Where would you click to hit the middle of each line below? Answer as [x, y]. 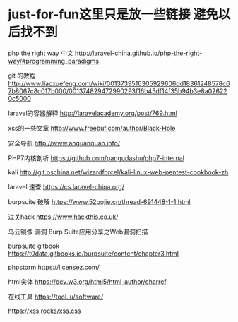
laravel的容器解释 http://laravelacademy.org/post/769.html [93, 113]
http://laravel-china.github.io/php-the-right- [138, 53]
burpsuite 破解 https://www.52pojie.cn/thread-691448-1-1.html [99, 201]
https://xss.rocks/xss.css [44, 311]
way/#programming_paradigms [54, 61]
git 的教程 [22, 76]
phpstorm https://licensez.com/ [54, 267]
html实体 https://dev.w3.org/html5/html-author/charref [87, 281]
